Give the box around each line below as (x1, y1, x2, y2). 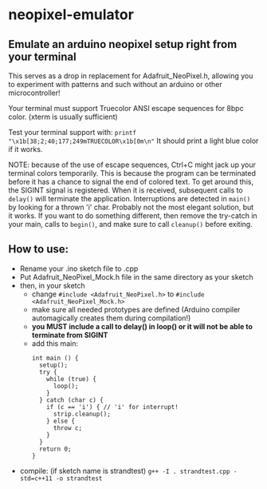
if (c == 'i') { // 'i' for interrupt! (46, 403, 179, 411)
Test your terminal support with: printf (8, 128, 137, 137)
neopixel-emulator (8, 6, 134, 24)
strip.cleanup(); (53, 410, 112, 418)
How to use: (8, 242, 69, 256)
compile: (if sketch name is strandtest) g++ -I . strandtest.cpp (19, 466, 230, 475)
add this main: (31, 338, 78, 348)
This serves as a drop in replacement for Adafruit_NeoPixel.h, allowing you (8, 71, 253, 81)
